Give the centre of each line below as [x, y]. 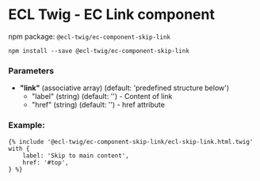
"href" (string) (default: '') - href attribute [98, 105]
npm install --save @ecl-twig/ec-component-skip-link [99, 51]
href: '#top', [46, 162]
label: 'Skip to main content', [76, 156]
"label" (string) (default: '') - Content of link [102, 96]
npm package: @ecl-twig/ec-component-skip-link [89, 36]
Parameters [31, 70]
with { [19, 149]
